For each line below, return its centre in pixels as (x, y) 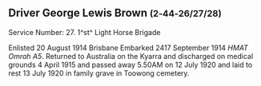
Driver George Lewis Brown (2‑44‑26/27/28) (115, 13)
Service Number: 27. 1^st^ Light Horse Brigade (84, 32)
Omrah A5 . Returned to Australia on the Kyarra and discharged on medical (131, 56)
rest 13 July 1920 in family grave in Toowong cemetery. (99, 73)
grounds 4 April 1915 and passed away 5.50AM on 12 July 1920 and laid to (130, 64)
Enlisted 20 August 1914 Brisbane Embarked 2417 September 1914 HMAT (128, 48)
